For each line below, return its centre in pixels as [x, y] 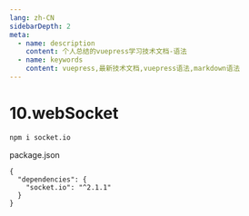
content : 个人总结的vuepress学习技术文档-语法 [107, 52]
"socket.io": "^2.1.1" [69, 187]
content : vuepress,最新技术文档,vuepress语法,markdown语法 [133, 69]
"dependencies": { [53, 179]
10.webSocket [64, 113]
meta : [20, 34]
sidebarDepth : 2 [40, 26]
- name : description [56, 43]
